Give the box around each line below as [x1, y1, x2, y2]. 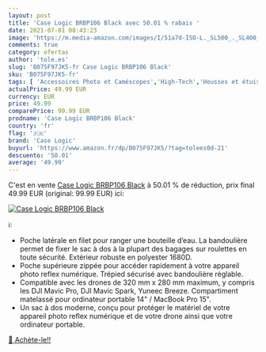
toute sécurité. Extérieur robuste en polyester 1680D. [19, 252, 192, 262]
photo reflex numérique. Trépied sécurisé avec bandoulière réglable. [19, 270, 244, 279]
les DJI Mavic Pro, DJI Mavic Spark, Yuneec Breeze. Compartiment [19, 286, 239, 296]
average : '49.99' [8, 159, 66, 167]
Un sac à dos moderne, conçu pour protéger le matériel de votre [19, 303, 230, 312]
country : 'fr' [8, 122, 55, 130]
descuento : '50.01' [8, 151, 73, 159]
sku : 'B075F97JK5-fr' [8, 70, 80, 78]
